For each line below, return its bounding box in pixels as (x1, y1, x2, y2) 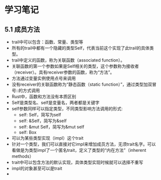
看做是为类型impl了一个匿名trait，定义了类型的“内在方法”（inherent (11, 147, 146, 153)
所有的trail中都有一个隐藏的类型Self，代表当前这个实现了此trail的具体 (11, 45, 150, 51)
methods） (11, 153, 34, 159)
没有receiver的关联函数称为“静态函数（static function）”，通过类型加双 (11, 82, 153, 87)
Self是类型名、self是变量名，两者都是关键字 (11, 100, 100, 105)
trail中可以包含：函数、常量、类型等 (11, 39, 84, 45)
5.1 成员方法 (4, 25, 40, 33)
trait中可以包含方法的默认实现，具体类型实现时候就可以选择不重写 (11, 160, 143, 165)
